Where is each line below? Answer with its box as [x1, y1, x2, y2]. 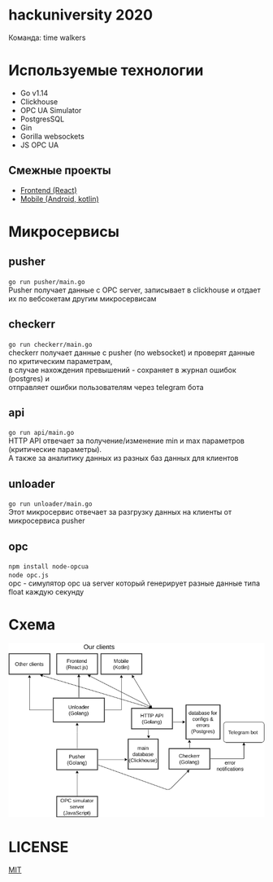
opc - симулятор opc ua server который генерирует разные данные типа [8, 578, 261, 588]
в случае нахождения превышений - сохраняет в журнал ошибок [8, 365, 237, 375]
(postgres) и [8, 373, 50, 384]
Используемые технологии [8, 61, 204, 80]
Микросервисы [8, 222, 120, 241]
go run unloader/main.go [8, 500, 93, 508]
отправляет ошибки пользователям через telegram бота [8, 382, 205, 392]
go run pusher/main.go [8, 278, 85, 286]
